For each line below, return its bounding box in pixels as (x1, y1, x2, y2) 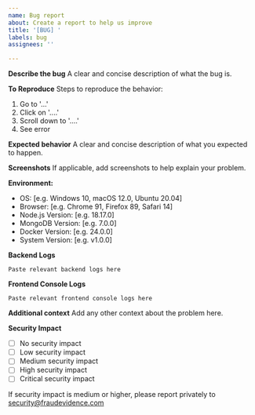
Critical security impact (19, 374, 96, 384)
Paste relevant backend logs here (8, 266, 122, 274)
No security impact (19, 339, 82, 348)
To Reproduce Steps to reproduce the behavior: (8, 84, 163, 94)
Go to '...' (19, 100, 49, 109)
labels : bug (8, 33, 47, 42)
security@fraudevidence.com (8, 398, 104, 408)
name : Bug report (8, 11, 65, 20)
